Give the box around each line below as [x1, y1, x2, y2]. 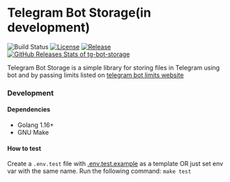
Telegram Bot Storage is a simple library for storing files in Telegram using [7, 63, 220, 72]
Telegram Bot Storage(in [7, 5, 151, 21]
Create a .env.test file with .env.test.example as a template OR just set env [7, 160, 224, 168]
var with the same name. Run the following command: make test [7, 167, 192, 175]
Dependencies [7, 106, 51, 114]
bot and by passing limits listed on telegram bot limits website [7, 71, 184, 79]
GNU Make [17, 129, 49, 137]
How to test [7, 144, 42, 152]
